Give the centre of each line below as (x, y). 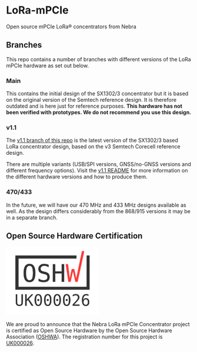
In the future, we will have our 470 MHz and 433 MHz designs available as (96, 205)
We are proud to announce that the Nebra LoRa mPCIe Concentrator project (98, 324)
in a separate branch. (32, 217)
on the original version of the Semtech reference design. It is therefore (91, 100)
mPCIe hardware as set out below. (48, 65)
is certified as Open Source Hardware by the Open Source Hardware (89, 331)
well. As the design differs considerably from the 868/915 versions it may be (98, 211)
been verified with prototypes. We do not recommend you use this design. (99, 112)
